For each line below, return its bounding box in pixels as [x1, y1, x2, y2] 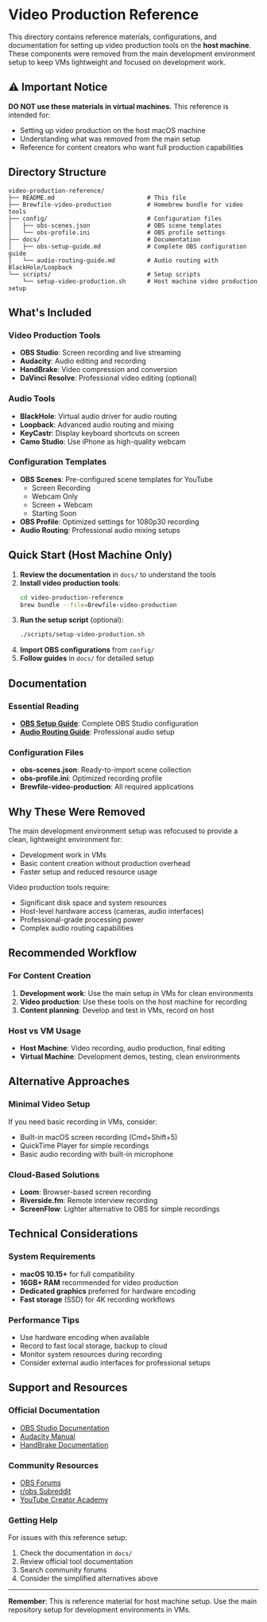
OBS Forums [19, 1478, 61, 1487]
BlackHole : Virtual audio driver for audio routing [19, 411, 177, 421]
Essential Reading [8, 700, 79, 711]
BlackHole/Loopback [8, 263, 73, 272]
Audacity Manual [19, 1432, 75, 1441]
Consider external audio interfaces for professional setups [19, 1358, 211, 1368]
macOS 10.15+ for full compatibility [19, 1269, 135, 1279]
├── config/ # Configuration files [8, 214, 222, 222]
